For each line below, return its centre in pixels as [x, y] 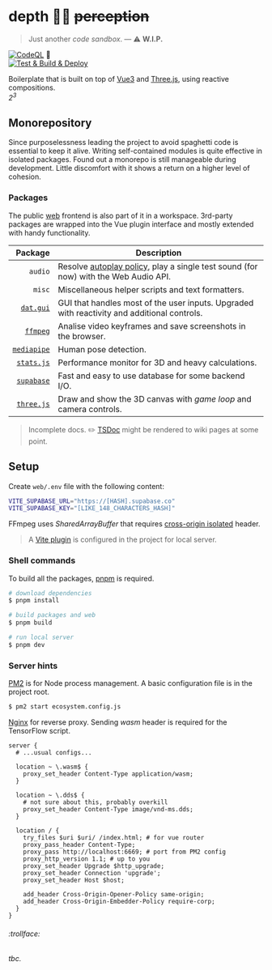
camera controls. [90, 409]
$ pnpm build [30, 623]
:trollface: [24, 934]
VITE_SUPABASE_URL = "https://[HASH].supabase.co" [92, 501]
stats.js [33, 362]
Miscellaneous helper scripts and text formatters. [151, 289]
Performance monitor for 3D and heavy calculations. [157, 362]
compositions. [32, 87]
